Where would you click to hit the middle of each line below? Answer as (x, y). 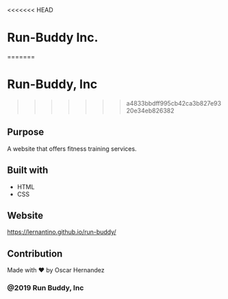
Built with (28, 170)
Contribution (35, 253)
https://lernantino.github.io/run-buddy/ (62, 232)
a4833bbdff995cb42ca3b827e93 (174, 103)
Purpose (26, 132)
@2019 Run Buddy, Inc (46, 288)
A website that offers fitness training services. (72, 148)
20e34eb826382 (150, 110)
